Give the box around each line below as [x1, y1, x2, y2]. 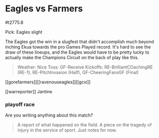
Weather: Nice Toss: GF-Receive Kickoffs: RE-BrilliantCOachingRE [17, 64, 153, 70]
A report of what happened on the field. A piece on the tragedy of [17, 122, 152, 128]
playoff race [5, 101, 35, 108]
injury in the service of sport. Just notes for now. [17, 127, 117, 133]
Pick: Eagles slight [5, 29, 43, 35]
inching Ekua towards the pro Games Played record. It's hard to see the [5, 44, 151, 50]
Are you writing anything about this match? [5, 112, 93, 118]
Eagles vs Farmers [5, 3, 83, 14]
